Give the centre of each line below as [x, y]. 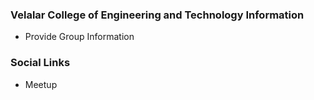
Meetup [41, 84]
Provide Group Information [79, 37]
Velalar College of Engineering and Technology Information [157, 15]
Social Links [40, 63]
